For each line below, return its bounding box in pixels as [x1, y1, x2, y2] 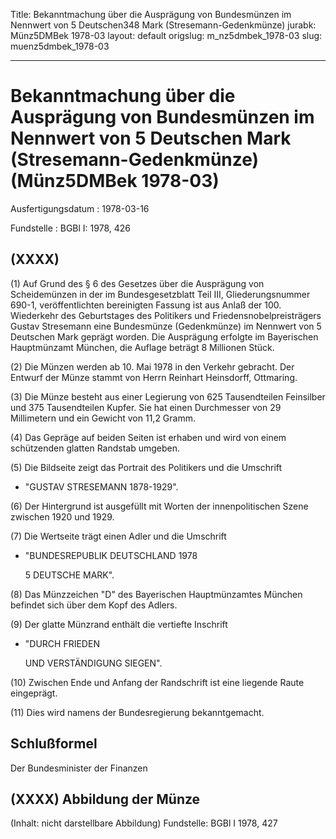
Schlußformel [10, 735, 98, 753]
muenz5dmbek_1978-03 [10, 40, 110, 52]
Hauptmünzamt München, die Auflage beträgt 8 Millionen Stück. [10, 341, 275, 353]
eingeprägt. [10, 687, 58, 699]
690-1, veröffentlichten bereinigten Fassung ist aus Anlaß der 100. [10, 299, 282, 311]
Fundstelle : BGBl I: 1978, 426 [10, 222, 131, 234]
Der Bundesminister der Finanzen [10, 762, 148, 774]
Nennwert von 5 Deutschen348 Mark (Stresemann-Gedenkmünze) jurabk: [10, 19, 317, 31]
